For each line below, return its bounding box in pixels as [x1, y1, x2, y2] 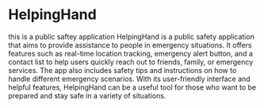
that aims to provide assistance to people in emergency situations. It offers [8, 40, 252, 49]
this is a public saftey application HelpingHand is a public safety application [8, 32, 255, 41]
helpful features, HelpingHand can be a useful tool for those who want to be [8, 82, 257, 92]
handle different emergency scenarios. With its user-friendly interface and [8, 74, 251, 83]
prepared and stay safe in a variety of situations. [8, 91, 166, 100]
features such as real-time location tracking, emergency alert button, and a [8, 48, 254, 58]
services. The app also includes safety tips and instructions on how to [8, 65, 237, 75]
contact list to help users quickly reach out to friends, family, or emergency [8, 57, 254, 67]
